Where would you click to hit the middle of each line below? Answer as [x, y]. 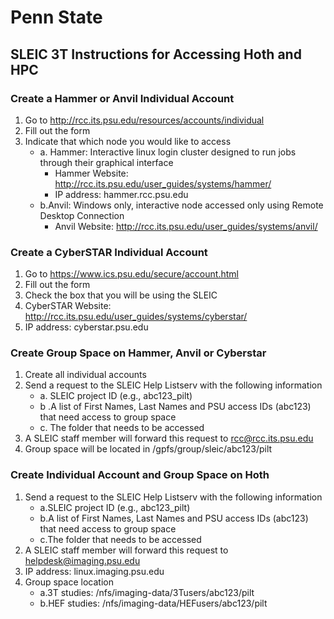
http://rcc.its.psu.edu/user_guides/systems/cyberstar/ [136, 317]
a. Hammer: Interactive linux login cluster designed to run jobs [168, 152]
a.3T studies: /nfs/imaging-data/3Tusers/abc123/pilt [147, 592]
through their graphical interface [106, 162]
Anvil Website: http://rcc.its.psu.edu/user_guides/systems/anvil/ [186, 226]
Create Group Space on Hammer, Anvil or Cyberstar [138, 353]
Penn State [56, 17]
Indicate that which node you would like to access [128, 141]
